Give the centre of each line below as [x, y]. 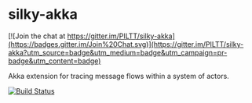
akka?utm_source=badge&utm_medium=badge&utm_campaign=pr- [118, 52]
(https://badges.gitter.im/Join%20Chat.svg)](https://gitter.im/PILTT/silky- [126, 44]
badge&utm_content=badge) [55, 61]
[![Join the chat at [37, 36]
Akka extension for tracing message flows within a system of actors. [119, 76]
